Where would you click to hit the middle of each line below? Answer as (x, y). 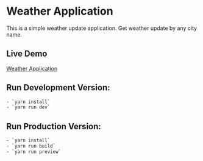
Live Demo (27, 54)
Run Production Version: (54, 126)
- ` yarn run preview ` (34, 152)
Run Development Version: (59, 88)
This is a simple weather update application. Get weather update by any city (101, 28)
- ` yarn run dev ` (28, 107)
